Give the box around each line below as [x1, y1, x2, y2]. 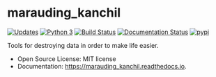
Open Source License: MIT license [17, 54, 116, 63]
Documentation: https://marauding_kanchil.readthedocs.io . [17, 62, 187, 70]
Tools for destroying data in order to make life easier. [7, 41, 159, 49]
